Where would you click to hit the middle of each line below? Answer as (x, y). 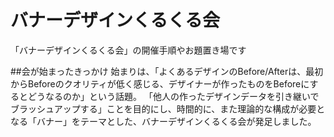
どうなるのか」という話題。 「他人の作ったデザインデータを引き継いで (173, 96)
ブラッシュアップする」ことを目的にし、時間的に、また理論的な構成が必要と (168, 108)
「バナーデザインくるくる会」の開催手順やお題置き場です (128, 50)
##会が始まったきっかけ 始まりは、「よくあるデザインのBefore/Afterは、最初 (167, 71)
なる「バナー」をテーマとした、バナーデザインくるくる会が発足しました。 (163, 121)
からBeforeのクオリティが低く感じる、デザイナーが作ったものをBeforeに (160, 83)
